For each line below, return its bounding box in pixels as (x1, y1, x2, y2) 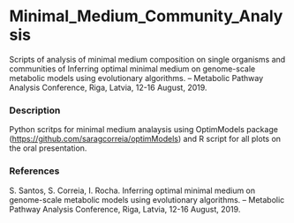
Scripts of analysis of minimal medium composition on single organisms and (9, 54, 286, 64)
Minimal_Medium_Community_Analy (9, 6, 283, 26)
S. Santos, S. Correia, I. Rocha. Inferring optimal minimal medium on (9, 185, 256, 196)
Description (9, 104, 61, 116)
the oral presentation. (9, 143, 87, 153)
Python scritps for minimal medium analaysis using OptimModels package (9, 124, 278, 135)
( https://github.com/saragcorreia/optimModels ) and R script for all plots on (9, 134, 281, 145)
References (9, 165, 60, 177)
